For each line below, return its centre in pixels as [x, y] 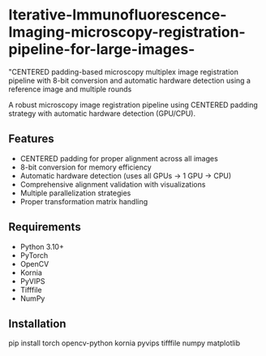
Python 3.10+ [42, 247]
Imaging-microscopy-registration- [127, 32]
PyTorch [34, 255]
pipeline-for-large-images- [102, 49]
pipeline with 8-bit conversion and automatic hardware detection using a [130, 80]
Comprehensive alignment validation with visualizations [113, 184]
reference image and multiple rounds [70, 89]
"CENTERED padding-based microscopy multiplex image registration [124, 71]
